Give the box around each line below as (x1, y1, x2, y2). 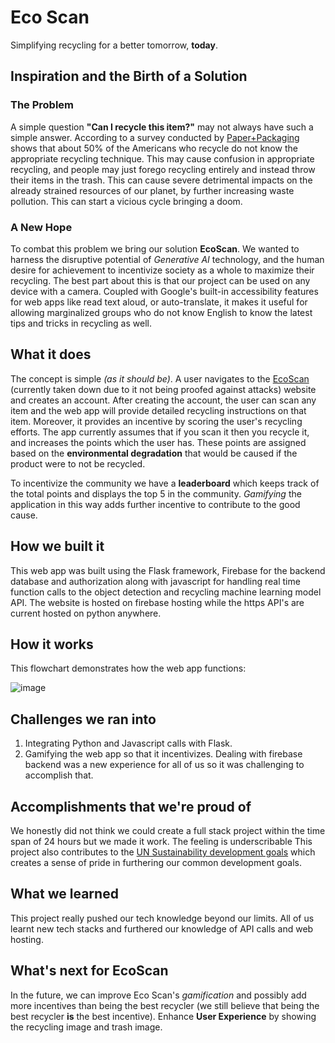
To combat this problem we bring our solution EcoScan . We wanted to (10, 242, 300, 255)
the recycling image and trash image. (10, 1021, 163, 1033)
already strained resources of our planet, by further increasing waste (10, 184, 295, 196)
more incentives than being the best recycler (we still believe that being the (10, 999, 320, 1011)
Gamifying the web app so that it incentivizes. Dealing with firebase (24, 748, 303, 760)
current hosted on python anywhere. (10, 607, 162, 619)
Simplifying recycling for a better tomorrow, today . (10, 39, 218, 51)
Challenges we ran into (10, 711, 157, 728)
